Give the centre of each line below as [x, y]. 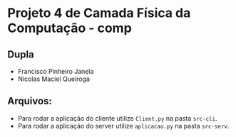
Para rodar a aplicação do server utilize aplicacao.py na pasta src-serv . [123, 126]
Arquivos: [30, 101]
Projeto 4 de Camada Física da [99, 13]
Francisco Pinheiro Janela [56, 71]
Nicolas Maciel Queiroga [54, 79]
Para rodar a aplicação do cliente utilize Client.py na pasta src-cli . [117, 118]
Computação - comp [70, 28]
